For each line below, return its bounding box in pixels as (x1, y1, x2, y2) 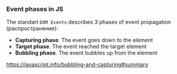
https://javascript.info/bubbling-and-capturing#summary (6, 61, 149, 68)
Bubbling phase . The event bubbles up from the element (15, 49, 158, 57)
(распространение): (6, 25, 59, 32)
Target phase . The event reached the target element (15, 43, 147, 50)
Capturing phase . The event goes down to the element (15, 37, 153, 44)
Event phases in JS (6, 5, 64, 13)
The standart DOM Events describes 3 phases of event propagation (6, 19, 172, 26)
